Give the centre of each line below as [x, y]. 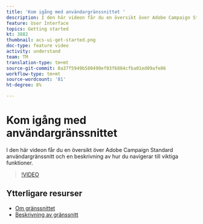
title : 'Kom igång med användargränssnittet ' [66, 12]
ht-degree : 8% [24, 85]
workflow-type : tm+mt [34, 74]
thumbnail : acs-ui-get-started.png [51, 40]
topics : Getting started [37, 29]
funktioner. [20, 163]
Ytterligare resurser [44, 193]
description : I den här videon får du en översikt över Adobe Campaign [98, 18]
